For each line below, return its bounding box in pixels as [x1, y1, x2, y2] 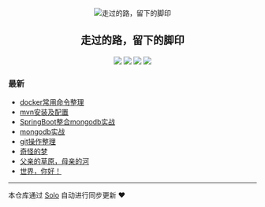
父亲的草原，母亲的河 [19, 157, 89, 166]
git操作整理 [19, 137, 57, 146]
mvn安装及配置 [19, 107, 69, 117]
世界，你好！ [19, 166, 62, 176]
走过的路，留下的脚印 [80, 34, 185, 47]
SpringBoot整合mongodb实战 [19, 117, 116, 127]
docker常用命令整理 [19, 98, 84, 107]
